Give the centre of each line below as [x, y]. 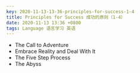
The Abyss [28, 64]
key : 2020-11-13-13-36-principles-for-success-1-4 [70, 12]
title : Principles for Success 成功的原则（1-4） [66, 17]
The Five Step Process [42, 58]
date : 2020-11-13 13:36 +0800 [44, 23]
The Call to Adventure [42, 45]
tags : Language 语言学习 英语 [41, 28]
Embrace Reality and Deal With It [55, 52]
